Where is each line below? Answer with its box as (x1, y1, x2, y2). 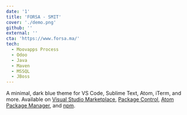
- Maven (11, 62, 30, 69)
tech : (6, 41, 19, 47)
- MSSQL (11, 68, 30, 74)
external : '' (6, 30, 38, 36)
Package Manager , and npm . (6, 102, 76, 109)
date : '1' (6, 8, 30, 15)
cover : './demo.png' (6, 19, 57, 25)
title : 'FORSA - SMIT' (6, 14, 62, 20)
